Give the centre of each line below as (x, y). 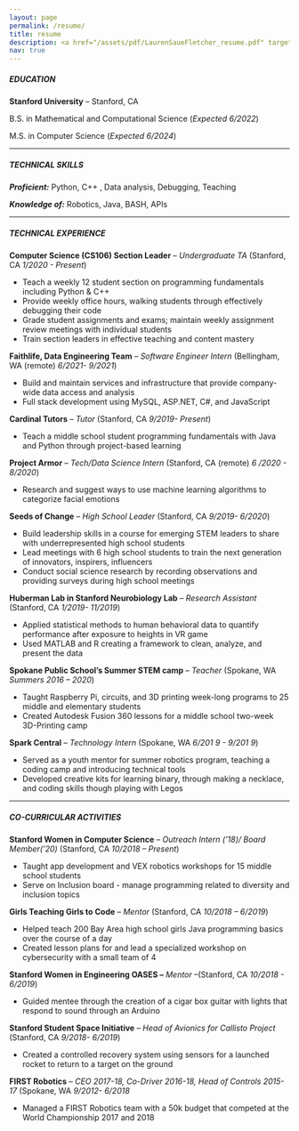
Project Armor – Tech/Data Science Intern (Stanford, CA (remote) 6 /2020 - (148, 463)
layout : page (33, 17)
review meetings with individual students (97, 329)
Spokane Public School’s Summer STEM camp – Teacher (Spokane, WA (143, 671)
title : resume (36, 34)
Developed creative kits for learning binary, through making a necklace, (153, 779)
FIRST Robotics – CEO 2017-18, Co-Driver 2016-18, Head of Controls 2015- (147, 1081)
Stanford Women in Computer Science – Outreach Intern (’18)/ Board (137, 839)
